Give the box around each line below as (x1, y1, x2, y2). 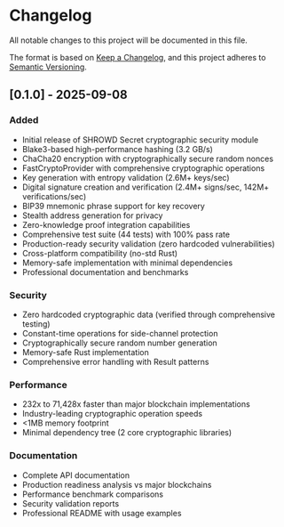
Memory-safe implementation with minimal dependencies (21, 257, 233, 268)
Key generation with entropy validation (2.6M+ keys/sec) (21, 172, 230, 182)
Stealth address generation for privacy (21, 210, 163, 221)
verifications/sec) (21, 191, 87, 201)
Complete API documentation (21, 469, 130, 481)
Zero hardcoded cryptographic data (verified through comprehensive (21, 309, 276, 320)
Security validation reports (21, 498, 120, 508)
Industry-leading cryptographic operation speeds (21, 409, 202, 419)
